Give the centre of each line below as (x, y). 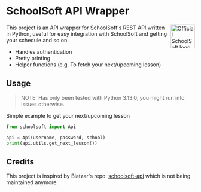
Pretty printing (33, 58)
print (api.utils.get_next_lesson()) (52, 143)
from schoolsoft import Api (41, 127)
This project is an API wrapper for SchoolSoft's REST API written (86, 28)
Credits (20, 162)
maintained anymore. (32, 182)
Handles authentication (43, 51)
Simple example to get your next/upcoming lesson (68, 115)
